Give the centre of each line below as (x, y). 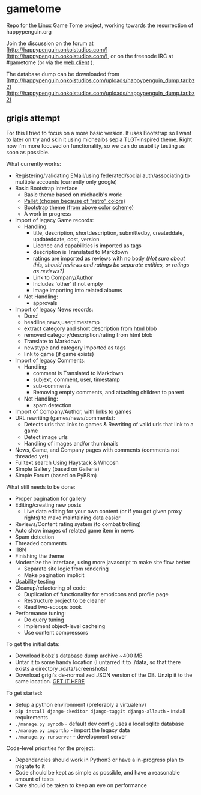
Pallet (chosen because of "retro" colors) (75, 201)
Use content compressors (56, 632)
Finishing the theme (39, 556)
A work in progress (47, 213)
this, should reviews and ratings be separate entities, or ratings (111, 264)
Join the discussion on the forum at (50, 43)
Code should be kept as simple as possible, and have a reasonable (97, 772)
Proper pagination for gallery (50, 498)
